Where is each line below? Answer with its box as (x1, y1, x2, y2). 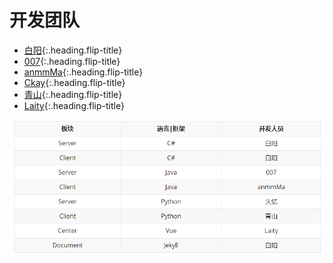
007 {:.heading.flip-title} (23, 55, 121, 67)
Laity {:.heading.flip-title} (23, 99, 125, 111)
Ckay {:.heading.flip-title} (23, 76, 126, 88)
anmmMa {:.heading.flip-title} (23, 66, 144, 78)
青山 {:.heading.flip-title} (23, 88, 123, 100)
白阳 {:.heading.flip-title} (23, 44, 123, 56)
